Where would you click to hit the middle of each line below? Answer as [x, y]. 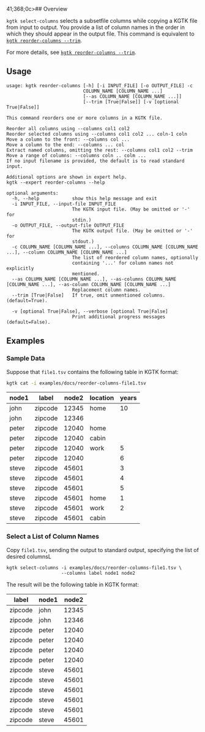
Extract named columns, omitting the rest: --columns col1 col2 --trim [99, 150]
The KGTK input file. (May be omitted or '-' [131, 209]
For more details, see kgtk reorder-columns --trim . [71, 52]
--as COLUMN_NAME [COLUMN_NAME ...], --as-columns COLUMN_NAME [94, 279]
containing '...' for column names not [123, 263]
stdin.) [82, 220]
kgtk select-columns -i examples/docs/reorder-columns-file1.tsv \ [94, 567]
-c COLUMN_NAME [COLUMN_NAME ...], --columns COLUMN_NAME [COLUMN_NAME [105, 247]
